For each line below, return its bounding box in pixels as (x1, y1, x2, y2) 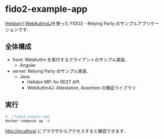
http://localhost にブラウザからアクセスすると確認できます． (5, 128, 128, 134)
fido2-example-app (5, 3, 88, 15)
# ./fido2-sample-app (5, 114, 50, 119)
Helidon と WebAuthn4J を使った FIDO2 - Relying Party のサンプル (5, 20, 138, 26)
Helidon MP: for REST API (27, 79, 80, 85)
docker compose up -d (5, 119, 50, 124)
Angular (19, 62, 36, 68)
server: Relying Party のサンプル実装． (12, 68, 91, 74)
